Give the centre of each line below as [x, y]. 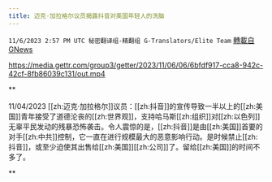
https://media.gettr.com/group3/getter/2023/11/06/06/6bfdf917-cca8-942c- [136, 65]
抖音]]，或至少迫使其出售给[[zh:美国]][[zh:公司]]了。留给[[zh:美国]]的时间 [131, 146]
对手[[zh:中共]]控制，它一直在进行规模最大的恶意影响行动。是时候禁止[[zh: [133, 136]
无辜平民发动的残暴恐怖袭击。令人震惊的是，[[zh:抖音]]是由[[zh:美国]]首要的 [136, 126]
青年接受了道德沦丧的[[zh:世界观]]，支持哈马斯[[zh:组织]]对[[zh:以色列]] [140, 116]
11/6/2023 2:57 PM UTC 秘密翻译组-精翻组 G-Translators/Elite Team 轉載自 [132, 40]
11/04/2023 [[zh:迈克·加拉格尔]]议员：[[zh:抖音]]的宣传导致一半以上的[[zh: [132, 106]
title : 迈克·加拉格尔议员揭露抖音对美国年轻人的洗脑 [86, 16]
